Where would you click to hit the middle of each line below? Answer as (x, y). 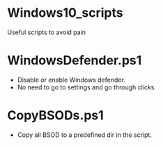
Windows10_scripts (65, 13)
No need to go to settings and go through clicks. (87, 87)
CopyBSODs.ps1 (56, 116)
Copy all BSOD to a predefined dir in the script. (84, 135)
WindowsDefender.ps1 (75, 60)
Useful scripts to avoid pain (46, 32)
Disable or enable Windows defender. (71, 80)
